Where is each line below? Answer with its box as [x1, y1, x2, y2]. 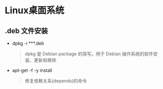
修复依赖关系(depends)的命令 [24, 78, 87, 84]
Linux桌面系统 [5, 5, 65, 16]
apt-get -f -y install [12, 67, 52, 73]
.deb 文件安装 [5, 26, 48, 35]
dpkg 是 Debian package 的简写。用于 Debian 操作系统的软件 [24, 51, 153, 56]
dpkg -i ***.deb [12, 40, 44, 46]
